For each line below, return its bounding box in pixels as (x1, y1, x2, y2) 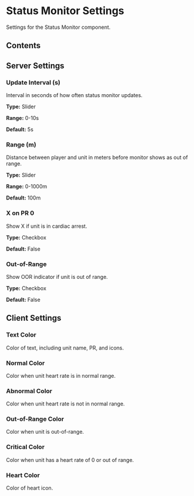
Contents (6, 41, 41, 51)
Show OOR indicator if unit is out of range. (6, 273, 108, 280)
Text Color (6, 331, 36, 339)
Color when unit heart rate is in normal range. (6, 372, 116, 379)
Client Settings (6, 313, 62, 323)
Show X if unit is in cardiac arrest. (6, 222, 87, 229)
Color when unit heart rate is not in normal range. (6, 400, 125, 407)
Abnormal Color (6, 387, 53, 395)
